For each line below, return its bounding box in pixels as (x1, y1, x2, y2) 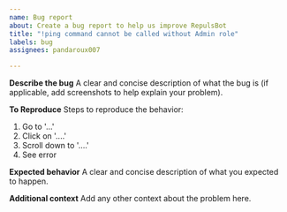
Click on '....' (21, 131, 67, 141)
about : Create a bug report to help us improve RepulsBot (9, 21, 227, 30)
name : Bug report (9, 12, 73, 22)
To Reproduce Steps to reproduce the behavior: (9, 104, 184, 115)
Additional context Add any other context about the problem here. (9, 193, 252, 204)
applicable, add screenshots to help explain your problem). (9, 87, 223, 98)
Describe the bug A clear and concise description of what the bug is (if (9, 78, 269, 88)
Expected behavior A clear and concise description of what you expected (9, 167, 279, 178)
